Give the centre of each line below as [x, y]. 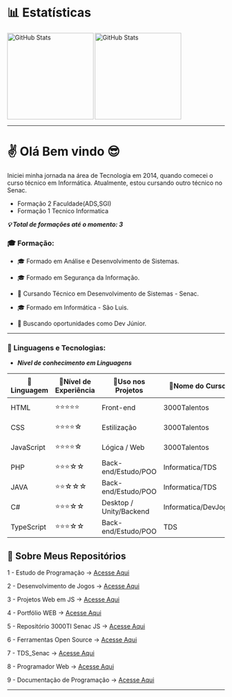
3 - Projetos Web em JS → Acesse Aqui [63, 599]
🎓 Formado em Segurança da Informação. [78, 278]
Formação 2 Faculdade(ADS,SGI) [64, 203]
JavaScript [28, 448]
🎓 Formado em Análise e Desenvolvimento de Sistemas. [98, 261]
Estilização [119, 428]
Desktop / [117, 503]
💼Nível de [75, 381]
